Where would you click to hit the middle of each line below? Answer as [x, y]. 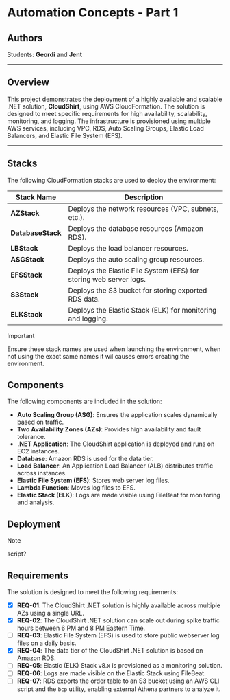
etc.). [76, 217]
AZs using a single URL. [50, 613]
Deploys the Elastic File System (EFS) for [134, 271]
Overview [28, 83]
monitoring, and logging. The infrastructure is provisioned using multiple [109, 121]
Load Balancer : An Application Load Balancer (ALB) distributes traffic [115, 466]
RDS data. [84, 299]
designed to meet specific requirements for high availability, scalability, [107, 113]
